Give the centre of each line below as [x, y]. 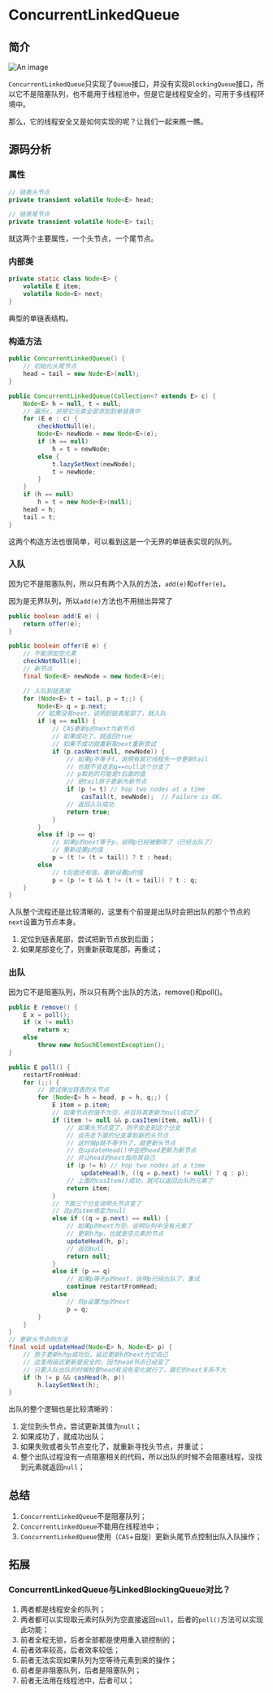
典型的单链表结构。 [41, 318]
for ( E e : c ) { [51, 419]
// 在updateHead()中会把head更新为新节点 [131, 1150]
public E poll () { [39, 1067]
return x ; [54, 1030]
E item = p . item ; [81, 1105]
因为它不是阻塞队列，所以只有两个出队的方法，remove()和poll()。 [118, 992]
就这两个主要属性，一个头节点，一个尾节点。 [83, 238]
